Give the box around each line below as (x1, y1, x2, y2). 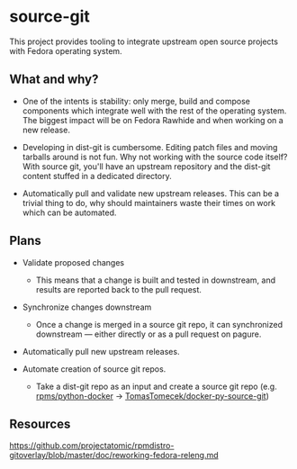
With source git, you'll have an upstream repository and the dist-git (22, 160, 271, 172)
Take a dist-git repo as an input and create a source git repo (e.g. (35, 381, 277, 392)
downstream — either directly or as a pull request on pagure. (35, 329, 262, 339)
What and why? (9, 72, 99, 87)
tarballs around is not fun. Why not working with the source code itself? (22, 151, 288, 162)
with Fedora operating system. (9, 45, 123, 56)
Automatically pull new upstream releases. (22, 346, 180, 356)
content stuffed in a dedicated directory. (22, 170, 173, 181)
